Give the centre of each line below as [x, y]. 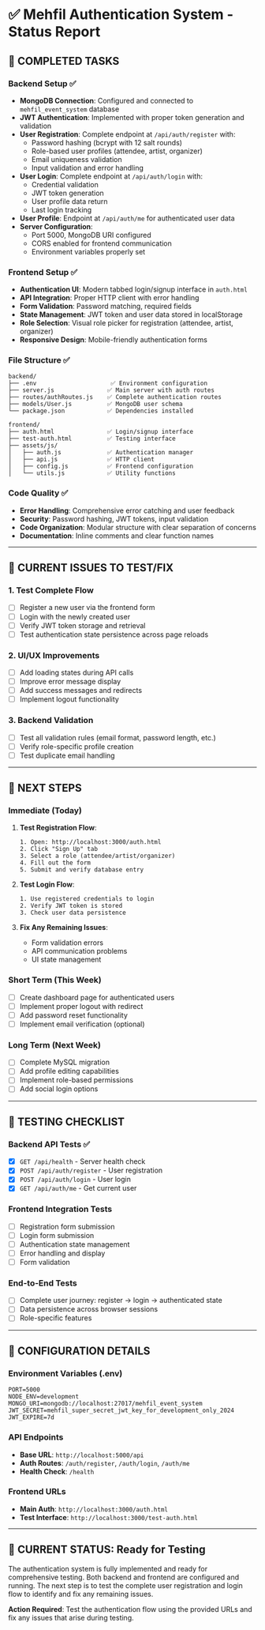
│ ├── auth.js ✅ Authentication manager [101, 453]
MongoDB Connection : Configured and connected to [106, 100]
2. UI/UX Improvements [54, 655]
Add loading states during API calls [77, 672]
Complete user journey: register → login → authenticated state [121, 1301]
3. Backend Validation [51, 721]
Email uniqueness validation [77, 159]
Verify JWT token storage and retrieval [82, 625]
